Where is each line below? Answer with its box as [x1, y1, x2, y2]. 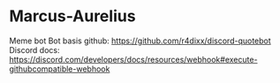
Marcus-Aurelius [9, 6, 136, 26]
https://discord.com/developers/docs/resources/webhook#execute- [9, 54, 258, 64]
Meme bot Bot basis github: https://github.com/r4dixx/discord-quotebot [9, 35, 271, 46]
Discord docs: [9, 44, 60, 55]
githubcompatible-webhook [9, 64, 110, 74]
